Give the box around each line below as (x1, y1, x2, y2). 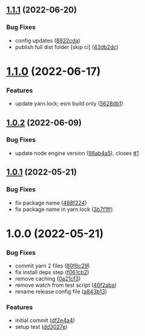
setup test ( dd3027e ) (14, 323, 68, 331)
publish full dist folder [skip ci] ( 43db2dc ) (14, 43, 119, 50)
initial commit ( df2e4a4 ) (14, 317, 76, 324)
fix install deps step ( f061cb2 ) (14, 269, 89, 276)
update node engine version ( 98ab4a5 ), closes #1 (14, 149, 139, 156)
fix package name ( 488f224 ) (14, 199, 87, 206)
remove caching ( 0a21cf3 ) (14, 275, 81, 283)
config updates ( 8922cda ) (14, 36, 80, 44)
